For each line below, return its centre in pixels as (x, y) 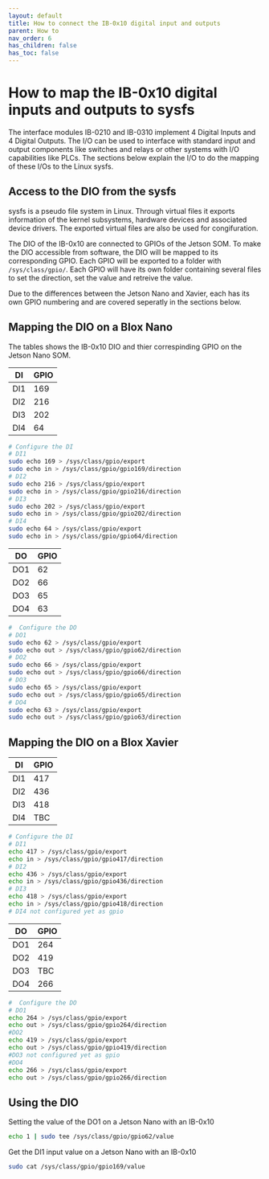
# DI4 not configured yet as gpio (66, 911)
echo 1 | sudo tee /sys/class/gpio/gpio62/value (91, 1137)
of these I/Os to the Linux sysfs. (61, 166)
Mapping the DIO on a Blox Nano (91, 327)
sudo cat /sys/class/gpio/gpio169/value (77, 1167)
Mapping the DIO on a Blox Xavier (94, 742)
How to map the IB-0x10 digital (113, 93)
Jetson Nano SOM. (39, 355)
